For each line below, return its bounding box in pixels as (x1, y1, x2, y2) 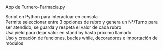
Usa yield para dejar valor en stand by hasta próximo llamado (5, 30, 132, 35)
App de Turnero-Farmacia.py (5, 4, 65, 10)
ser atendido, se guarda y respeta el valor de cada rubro (5, 24, 122, 30)
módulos (5, 40, 24, 46)
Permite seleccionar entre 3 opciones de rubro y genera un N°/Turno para (5, 19, 158, 25)
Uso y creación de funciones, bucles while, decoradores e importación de (5, 35, 158, 41)
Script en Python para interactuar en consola (5, 14, 98, 19)
